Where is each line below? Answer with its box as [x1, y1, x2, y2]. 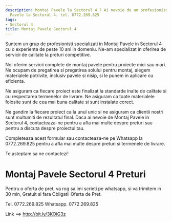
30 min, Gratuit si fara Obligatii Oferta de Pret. [5, 191, 102, 197]
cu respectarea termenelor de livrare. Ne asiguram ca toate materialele [5, 94, 155, 100]
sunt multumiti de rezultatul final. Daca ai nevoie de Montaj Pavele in [5, 114, 149, 121]
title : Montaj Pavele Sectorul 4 [5, 27, 77, 32]
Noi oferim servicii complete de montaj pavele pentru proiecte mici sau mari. [5, 62, 166, 68]
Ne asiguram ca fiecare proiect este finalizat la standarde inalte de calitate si [5, 88, 167, 94]
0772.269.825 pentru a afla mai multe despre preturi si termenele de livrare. [5, 141, 165, 147]
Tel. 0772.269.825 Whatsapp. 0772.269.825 [5, 201, 99, 207]
